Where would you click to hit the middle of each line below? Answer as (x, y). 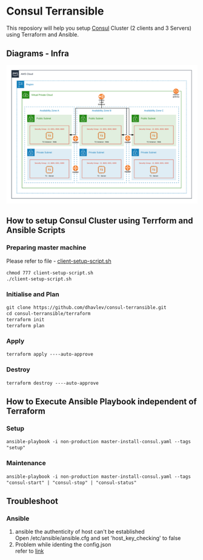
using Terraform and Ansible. (42, 34)
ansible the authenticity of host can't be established (80, 532)
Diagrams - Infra (38, 54)
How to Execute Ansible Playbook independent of (101, 402)
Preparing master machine (46, 247)
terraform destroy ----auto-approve (52, 383)
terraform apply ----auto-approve (50, 354)
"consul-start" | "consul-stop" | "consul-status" (72, 482)
